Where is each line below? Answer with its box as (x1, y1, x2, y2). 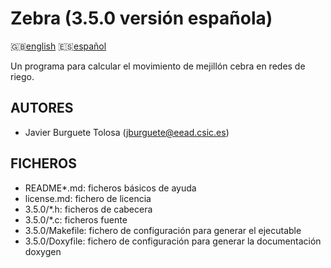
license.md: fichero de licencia (24, 192, 152, 204)
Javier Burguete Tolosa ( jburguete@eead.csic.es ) (24, 126, 230, 138)
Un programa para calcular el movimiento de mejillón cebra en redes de (10, 60, 306, 72)
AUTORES (10, 100, 74, 117)
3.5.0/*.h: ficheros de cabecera (24, 203, 153, 215)
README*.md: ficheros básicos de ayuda (24, 182, 197, 194)
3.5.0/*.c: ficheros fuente (24, 213, 128, 226)
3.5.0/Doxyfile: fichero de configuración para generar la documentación (24, 235, 322, 247)
